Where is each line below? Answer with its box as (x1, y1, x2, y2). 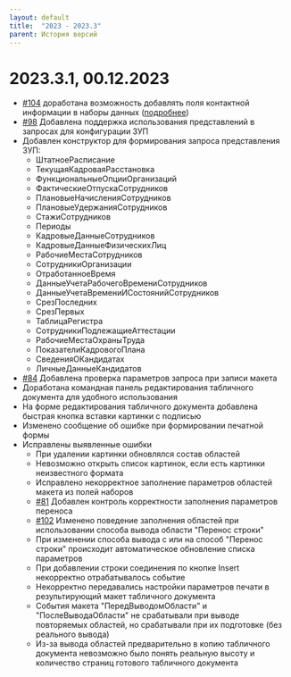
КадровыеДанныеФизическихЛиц (35, 240, 167, 251)
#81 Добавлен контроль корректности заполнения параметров (35, 497, 279, 507)
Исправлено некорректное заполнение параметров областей (35, 477, 273, 488)
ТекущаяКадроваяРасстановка (35, 164, 155, 175)
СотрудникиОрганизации (35, 259, 132, 270)
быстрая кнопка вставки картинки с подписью (21, 411, 202, 422)
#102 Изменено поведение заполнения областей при (35, 515, 239, 526)
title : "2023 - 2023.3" (9, 21, 102, 30)
